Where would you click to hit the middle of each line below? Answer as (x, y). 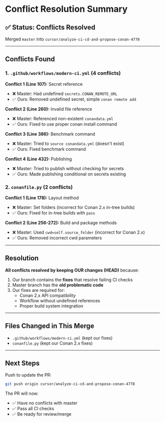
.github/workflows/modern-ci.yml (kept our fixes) (62, 338)
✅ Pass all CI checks (33, 409)
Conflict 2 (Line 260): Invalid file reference (49, 109)
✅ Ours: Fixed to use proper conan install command (64, 124)
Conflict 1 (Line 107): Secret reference (44, 84)
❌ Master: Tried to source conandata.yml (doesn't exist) (68, 143)
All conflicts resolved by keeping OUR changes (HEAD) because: (72, 270)
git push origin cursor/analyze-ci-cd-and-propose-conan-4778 (70, 384)
